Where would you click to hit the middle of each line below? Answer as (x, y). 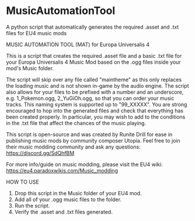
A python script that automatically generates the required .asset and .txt (93, 27)
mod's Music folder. (30, 68)
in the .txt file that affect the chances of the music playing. (76, 123)
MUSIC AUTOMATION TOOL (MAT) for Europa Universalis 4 (78, 44)
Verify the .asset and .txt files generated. (63, 212)
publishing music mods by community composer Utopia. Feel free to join (93, 140)
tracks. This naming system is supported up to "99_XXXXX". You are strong (97, 104)
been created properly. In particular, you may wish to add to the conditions (96, 117)
